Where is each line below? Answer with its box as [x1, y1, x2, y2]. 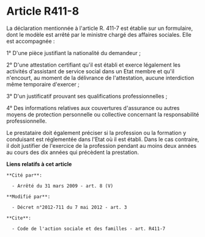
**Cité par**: [6, 172, 43, 178]
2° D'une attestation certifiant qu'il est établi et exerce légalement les [6, 61, 181, 68]
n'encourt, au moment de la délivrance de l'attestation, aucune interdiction [6, 74, 195, 81]
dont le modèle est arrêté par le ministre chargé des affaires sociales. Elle [6, 31, 192, 38]
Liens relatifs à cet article [6, 160, 72, 167]
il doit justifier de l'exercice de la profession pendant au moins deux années [6, 142, 197, 149]
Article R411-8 [6, 4, 80, 18]
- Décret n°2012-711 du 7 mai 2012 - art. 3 [12, 204, 127, 210]
